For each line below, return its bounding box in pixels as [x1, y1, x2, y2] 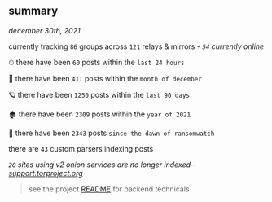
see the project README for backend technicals [28, 184, 190, 194]
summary [8, 4, 59, 18]
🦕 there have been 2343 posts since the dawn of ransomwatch [8, 128, 215, 138]
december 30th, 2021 [8, 25, 81, 35]
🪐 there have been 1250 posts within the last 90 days [8, 90, 190, 99]
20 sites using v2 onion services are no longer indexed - [8, 160, 196, 169]
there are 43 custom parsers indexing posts [8, 143, 154, 153]
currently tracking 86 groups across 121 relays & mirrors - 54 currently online [8, 42, 265, 51]
